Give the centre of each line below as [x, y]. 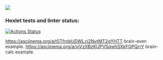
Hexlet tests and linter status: [42, 20]
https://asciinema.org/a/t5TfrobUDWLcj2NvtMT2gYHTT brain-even [76, 41]
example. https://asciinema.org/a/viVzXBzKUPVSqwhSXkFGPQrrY [75, 47]
